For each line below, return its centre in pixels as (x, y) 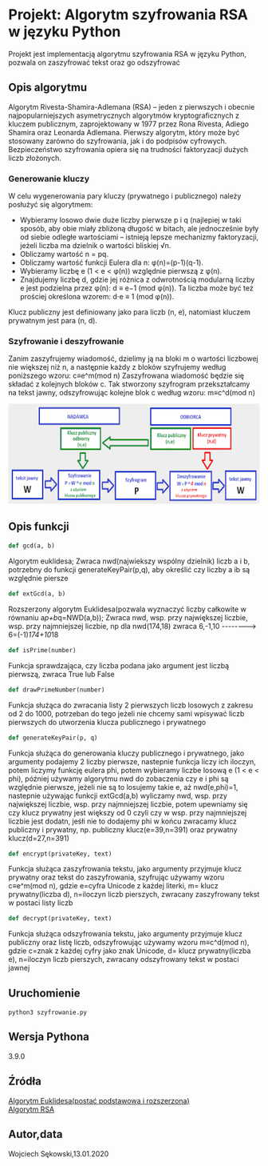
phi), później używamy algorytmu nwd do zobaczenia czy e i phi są (118, 779)
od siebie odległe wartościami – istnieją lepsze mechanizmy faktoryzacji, (139, 237)
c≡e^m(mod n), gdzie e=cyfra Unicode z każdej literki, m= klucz (113, 886)
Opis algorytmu (48, 88)
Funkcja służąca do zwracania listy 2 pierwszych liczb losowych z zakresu (131, 705)
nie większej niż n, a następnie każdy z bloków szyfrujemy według (117, 367)
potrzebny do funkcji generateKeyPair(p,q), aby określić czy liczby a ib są (129, 570)
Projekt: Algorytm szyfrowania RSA (128, 15)
